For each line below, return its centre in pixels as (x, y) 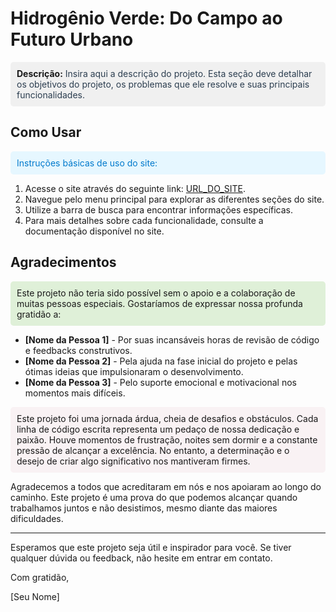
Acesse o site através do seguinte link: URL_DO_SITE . (135, 188)
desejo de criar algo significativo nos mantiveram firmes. (133, 461)
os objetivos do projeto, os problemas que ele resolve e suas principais (163, 84)
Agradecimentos (63, 262)
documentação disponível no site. (94, 231)
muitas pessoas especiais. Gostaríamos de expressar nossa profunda (159, 303)
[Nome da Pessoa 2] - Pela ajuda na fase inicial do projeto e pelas (161, 361)
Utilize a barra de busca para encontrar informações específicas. (159, 209)
